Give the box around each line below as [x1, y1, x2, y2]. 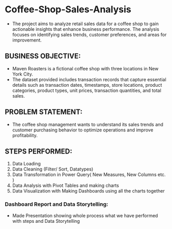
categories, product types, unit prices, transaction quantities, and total [12, 87, 161, 93]
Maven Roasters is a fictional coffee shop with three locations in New [12, 65, 159, 71]
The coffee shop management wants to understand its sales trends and [12, 121, 164, 127]
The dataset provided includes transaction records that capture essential [12, 76, 166, 83]
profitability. [12, 132, 38, 138]
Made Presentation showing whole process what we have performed [12, 212, 158, 219]
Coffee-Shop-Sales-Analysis [5, 4, 131, 15]
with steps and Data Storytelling [12, 218, 80, 224]
